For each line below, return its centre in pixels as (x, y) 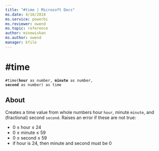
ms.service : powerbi (27, 19)
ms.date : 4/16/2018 (26, 14)
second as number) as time (33, 85)
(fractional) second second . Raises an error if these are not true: (71, 117)
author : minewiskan (26, 33)
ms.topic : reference (27, 28)
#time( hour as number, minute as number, (49, 80)
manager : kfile (21, 42)
